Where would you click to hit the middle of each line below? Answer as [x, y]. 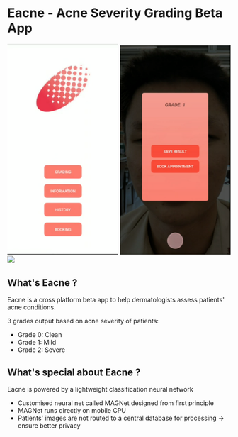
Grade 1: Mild [37, 343]
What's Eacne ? [42, 283]
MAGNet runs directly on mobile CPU [72, 411]
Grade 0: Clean [40, 335]
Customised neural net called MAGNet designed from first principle [116, 403]
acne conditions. [32, 307]
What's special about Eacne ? [74, 372]
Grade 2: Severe [41, 350]
